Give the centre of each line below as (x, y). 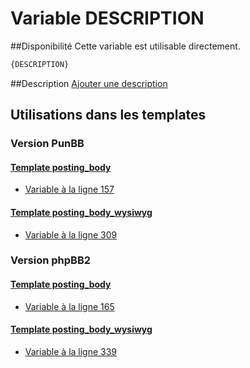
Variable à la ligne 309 (71, 234)
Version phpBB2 (51, 260)
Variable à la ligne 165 (69, 306)
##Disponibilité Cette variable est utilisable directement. (125, 46)
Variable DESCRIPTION (107, 18)
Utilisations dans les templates (108, 115)
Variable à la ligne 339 (71, 351)
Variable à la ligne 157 (69, 189)
